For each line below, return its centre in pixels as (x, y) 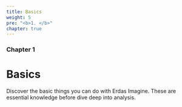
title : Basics (24, 12)
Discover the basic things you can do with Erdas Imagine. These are (91, 91)
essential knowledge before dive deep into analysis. (71, 97)
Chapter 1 (21, 50)
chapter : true (24, 29)
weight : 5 (19, 17)
